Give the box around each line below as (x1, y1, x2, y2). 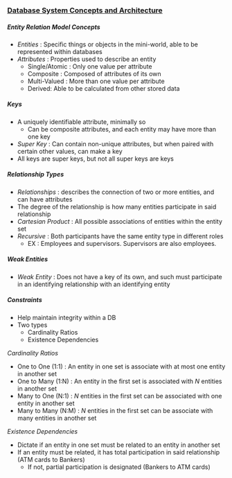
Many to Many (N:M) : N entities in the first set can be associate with (17, 406, 213, 414)
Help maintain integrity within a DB (17, 313, 116, 321)
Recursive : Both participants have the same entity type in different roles (17, 231, 224, 240)
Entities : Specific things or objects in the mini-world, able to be (17, 40, 199, 48)
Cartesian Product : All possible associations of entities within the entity (17, 217, 223, 225)
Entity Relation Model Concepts (7, 23, 100, 31)
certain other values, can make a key (17, 147, 123, 155)
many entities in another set (17, 414, 97, 422)
